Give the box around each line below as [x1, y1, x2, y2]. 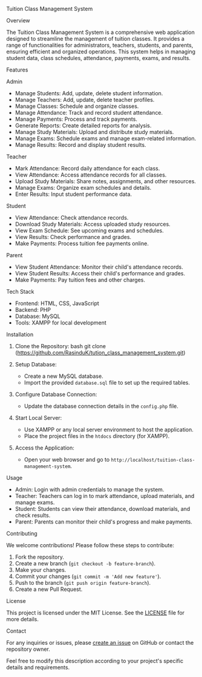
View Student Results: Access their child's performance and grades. [15, 270, 186, 277]
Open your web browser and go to [24, 456, 110, 463]
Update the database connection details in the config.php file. [24, 403, 178, 409]
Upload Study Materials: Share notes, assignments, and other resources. [15, 178, 197, 184]
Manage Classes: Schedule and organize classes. [15, 103, 139, 110]
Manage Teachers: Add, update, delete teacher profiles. [15, 96, 155, 103]
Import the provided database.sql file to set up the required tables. [24, 379, 191, 386]
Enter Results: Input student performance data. [15, 190, 132, 198]
